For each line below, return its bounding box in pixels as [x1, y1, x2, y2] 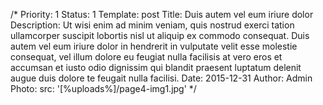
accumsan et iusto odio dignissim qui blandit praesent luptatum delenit [10, 62, 302, 73]
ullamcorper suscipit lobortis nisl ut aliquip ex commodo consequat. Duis [10, 30, 310, 41]
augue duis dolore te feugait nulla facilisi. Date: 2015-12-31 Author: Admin [10, 72, 313, 84]
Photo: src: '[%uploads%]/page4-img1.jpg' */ [10, 83, 197, 94]
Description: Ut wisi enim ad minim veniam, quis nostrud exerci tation [10, 19, 295, 31]
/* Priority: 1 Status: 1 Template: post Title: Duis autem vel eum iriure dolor [10, 9, 314, 20]
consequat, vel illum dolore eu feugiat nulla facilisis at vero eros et [10, 51, 283, 63]
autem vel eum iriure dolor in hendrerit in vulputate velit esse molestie [10, 40, 298, 52]
